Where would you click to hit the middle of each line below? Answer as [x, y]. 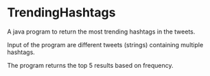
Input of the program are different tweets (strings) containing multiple [105, 45]
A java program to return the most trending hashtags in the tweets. [101, 31]
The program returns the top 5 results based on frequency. [90, 65]
